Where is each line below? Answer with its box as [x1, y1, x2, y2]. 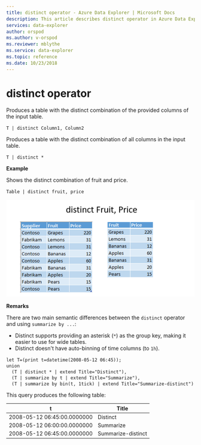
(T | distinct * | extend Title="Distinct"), [11, 369, 127, 375]
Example [6, 164, 29, 172]
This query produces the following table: [6, 392, 106, 399]
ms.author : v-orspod [6, 35, 58, 41]
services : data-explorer [6, 22, 68, 28]
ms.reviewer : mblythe [6, 41, 60, 47]
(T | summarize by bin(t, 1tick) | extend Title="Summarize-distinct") [11, 381, 194, 387]
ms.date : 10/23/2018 [6, 60, 58, 66]
